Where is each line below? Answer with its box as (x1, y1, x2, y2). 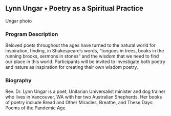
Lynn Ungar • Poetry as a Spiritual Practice (5, 4, 143, 13)
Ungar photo (5, 17, 32, 24)
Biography (5, 77, 32, 84)
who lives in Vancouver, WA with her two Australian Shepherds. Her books (5, 94, 162, 100)
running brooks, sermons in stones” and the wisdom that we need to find (5, 53, 159, 60)
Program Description (5, 30, 58, 37)
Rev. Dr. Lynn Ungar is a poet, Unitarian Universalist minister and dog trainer (5, 88, 166, 94)
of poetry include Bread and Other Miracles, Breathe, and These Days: (5, 100, 154, 106)
